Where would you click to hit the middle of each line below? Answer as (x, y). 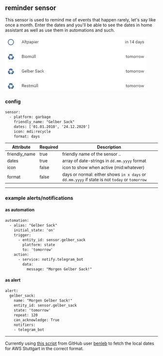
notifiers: (25, 325)
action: (21, 255)
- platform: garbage (30, 117)
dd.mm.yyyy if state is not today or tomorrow (105, 179)
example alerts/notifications (39, 198)
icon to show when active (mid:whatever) (103, 168)
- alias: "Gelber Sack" (33, 225)
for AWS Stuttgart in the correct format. (44, 349)
